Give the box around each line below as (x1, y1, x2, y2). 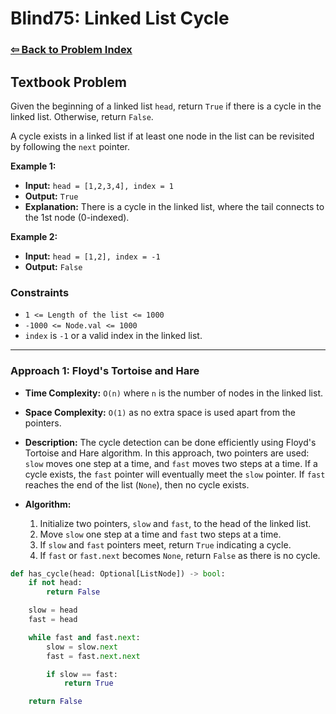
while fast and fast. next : (28, 632, 141, 642)
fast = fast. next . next (46, 651, 141, 661)
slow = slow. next (46, 642, 118, 652)
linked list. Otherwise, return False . (10, 110, 154, 122)
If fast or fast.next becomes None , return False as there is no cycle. (39, 549, 321, 561)
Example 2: (10, 230, 58, 242)
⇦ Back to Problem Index (10, 43, 133, 57)
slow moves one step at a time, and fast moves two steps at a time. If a (24, 457, 318, 469)
